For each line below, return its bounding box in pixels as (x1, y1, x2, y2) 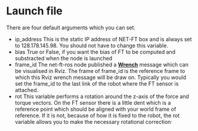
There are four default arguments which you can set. (6, 24, 136, 31)
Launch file (6, 4, 63, 18)
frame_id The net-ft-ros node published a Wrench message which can (14, 61, 189, 68)
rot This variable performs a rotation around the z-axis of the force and (14, 93, 190, 100)
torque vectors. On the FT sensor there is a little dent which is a (14, 99, 171, 106)
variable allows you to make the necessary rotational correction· (14, 118, 173, 125)
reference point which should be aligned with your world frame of (14, 105, 177, 112)
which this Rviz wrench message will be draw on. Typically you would (14, 74, 187, 81)
